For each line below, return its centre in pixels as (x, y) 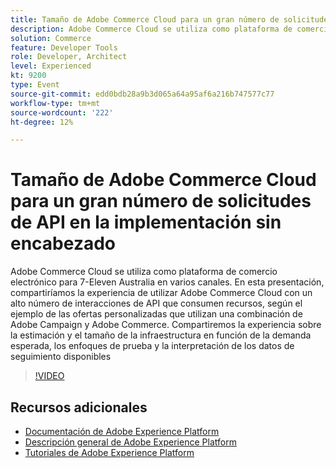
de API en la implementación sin (146, 222)
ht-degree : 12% (42, 122)
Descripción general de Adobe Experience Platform (130, 442)
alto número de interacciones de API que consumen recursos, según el (156, 303)
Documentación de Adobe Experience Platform (122, 431)
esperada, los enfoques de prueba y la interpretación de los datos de (152, 346)
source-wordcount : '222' (62, 112)
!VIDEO (49, 376)
